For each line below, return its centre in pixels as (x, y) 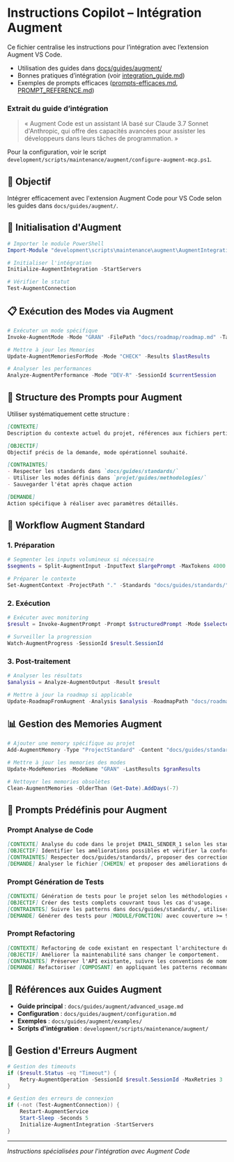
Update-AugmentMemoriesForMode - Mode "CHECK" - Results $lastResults (109, 356)
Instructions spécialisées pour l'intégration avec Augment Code (99, 1151)
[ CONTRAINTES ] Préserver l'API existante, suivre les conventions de (110, 961)
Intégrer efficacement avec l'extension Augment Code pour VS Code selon (115, 198)
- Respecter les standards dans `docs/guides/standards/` (93, 472)
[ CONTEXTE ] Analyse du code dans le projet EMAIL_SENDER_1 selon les (110, 844)
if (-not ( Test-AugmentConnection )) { (63, 1105)
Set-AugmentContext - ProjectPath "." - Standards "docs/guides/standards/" (118, 586)
